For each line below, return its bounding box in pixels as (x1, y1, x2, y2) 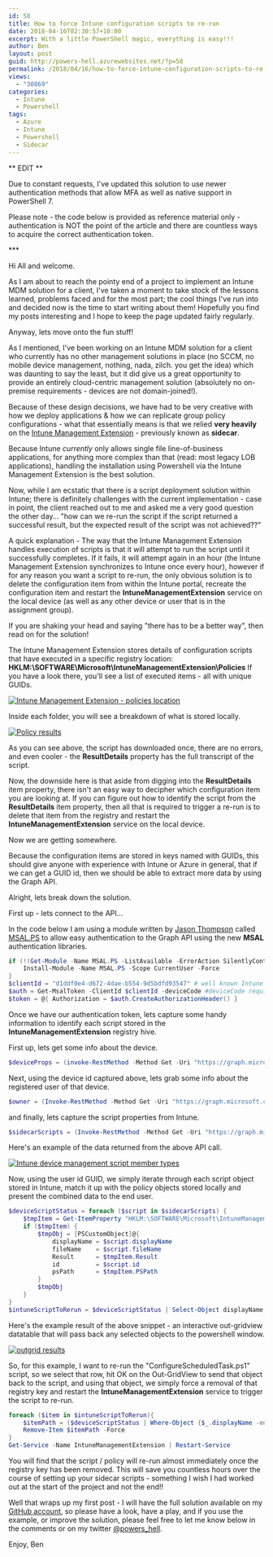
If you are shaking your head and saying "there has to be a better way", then (8, 621, 264, 630)
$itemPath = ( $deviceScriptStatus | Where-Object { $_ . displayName (23, 1419, 253, 1427)
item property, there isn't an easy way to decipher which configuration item (8, 784, 261, 794)
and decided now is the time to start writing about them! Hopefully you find (8, 302, 260, 312)
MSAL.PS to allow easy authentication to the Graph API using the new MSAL (8, 932, 264, 942)
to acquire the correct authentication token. (8, 229, 154, 239)
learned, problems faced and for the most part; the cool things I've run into (8, 294, 258, 304)
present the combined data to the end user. (8, 1191, 154, 1201)
